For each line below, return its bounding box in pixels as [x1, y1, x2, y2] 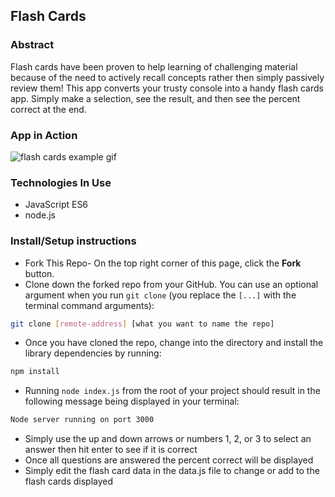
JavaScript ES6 [24, 199, 89, 211]
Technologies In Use [10, 175, 112, 189]
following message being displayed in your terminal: [24, 395, 240, 408]
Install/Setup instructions [10, 234, 137, 248]
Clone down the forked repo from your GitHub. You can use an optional [24, 278, 319, 290]
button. [24, 267, 55, 279]
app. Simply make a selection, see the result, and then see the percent [10, 92, 301, 104]
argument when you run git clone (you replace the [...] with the [24, 289, 297, 301]
